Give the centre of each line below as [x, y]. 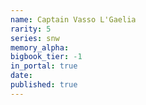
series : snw [35, 38]
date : [21, 76]
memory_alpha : [40, 47]
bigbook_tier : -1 [46, 57]
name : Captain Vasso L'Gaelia [73, 19]
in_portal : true [44, 66]
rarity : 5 [31, 29]
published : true [44, 85]
